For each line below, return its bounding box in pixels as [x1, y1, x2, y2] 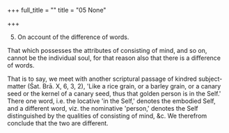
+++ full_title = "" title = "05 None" [7, 6, 106, 14]
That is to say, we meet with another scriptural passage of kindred [7, 75, 197, 83]
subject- [198, 75, 223, 83]
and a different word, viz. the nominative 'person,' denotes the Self [7, 104, 198, 112]
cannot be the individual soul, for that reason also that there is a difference [7, 54, 221, 62]
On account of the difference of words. [17, 33, 129, 41]
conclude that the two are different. [7, 119, 109, 127]
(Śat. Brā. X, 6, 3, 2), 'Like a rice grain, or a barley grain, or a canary [27, 82, 221, 90]
